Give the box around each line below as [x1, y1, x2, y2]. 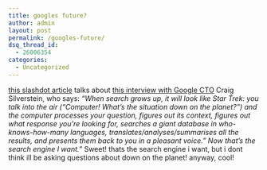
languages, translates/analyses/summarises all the [70, 127, 239, 137]
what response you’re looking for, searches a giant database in [8, 118, 218, 128]
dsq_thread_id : [8, 41, 59, 49]
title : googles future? [8, 11, 88, 20]
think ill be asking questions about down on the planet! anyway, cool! [8, 153, 235, 162]
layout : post [8, 26, 52, 34]
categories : [8, 56, 48, 64]
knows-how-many [8, 127, 69, 137]
